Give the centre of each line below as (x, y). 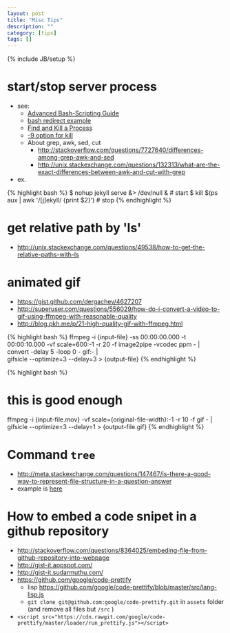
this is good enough (65, 400)
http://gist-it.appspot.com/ (55, 565)
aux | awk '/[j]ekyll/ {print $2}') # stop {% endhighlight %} (90, 200)
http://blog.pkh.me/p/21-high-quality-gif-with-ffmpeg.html (100, 323)
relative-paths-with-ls (48, 254)
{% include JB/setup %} (41, 59)
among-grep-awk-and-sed (76, 158)
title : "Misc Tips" (35, 20)
